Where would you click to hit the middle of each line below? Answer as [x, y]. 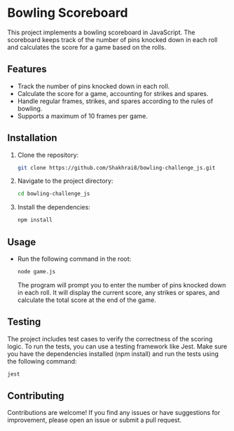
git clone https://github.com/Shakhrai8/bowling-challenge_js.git [116, 167]
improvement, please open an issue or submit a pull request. [95, 420]
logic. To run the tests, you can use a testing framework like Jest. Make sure [117, 346]
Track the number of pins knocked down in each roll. [94, 86]
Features [27, 69]
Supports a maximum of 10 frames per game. [83, 116]
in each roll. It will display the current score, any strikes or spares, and [118, 292]
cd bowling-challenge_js [54, 194]
